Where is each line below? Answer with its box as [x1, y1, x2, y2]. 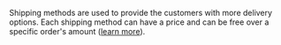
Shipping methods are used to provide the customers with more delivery [9, 8, 272, 18]
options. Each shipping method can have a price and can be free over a [9, 17, 270, 27]
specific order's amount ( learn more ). [9, 26, 146, 36]
